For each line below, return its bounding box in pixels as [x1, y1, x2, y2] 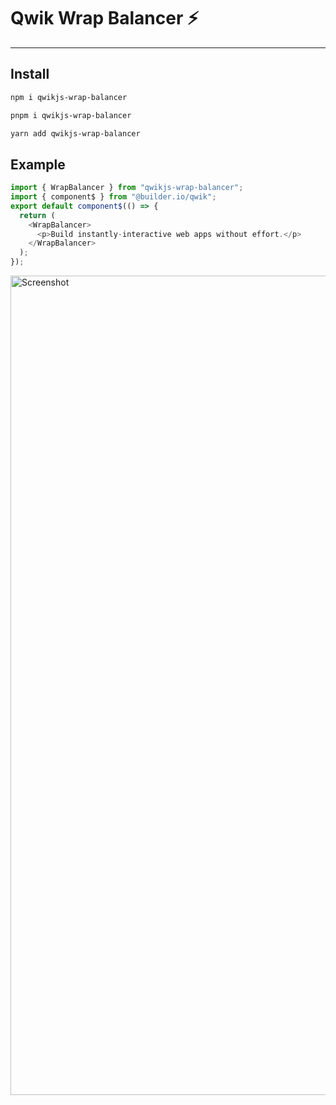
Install [10, 66, 50, 83]
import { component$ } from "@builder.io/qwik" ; [10, 192, 217, 202]
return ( [19, 210, 56, 220]
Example [10, 156, 66, 173]
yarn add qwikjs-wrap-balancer [10, 128, 141, 139]
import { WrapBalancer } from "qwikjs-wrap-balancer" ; [10, 183, 244, 193]
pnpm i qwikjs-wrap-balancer [10, 110, 132, 120]
